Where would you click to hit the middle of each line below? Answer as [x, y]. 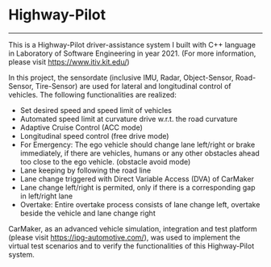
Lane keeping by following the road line [85, 170]
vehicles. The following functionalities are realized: [93, 94]
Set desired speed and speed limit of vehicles [96, 110]
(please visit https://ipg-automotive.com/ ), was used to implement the [124, 237]
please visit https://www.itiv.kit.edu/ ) [69, 61]
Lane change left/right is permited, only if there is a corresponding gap [138, 187]
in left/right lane [46, 196]
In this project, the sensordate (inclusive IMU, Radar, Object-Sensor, [121, 77]
